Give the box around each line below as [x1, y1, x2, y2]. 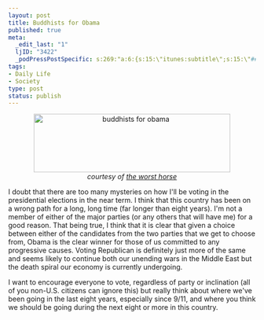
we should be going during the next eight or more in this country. [8, 303, 218, 312]
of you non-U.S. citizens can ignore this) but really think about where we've [8, 286, 253, 296]
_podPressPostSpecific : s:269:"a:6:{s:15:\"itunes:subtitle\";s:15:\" [15, 56, 251, 64]
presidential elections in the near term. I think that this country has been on [8, 196, 251, 205]
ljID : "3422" [15, 48, 58, 56]
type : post [8, 84, 44, 93]
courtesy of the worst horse [86, 172, 178, 182]
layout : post [8, 11, 51, 20]
